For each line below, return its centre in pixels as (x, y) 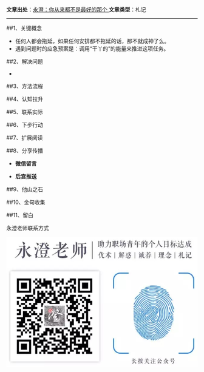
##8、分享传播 (25, 150)
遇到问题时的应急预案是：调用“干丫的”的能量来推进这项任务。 (92, 49)
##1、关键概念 (24, 28)
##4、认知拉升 (25, 99)
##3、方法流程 (25, 86)
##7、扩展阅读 (25, 138)
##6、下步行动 (25, 125)
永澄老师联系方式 (28, 228)
